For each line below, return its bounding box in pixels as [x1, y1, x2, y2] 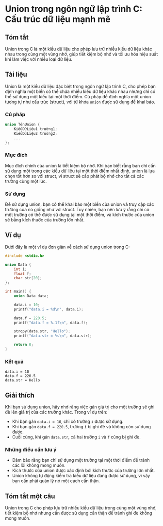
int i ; [14, 267, 27, 272]
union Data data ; [14, 293, 49, 299]
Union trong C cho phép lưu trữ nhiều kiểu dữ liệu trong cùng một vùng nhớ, [5, 505, 157, 511]
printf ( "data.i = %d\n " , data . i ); [14, 307, 83, 312]
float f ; [14, 271, 32, 276]
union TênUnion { [5, 122, 40, 127]
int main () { [5, 289, 32, 294]
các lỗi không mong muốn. [12, 462, 65, 468]
